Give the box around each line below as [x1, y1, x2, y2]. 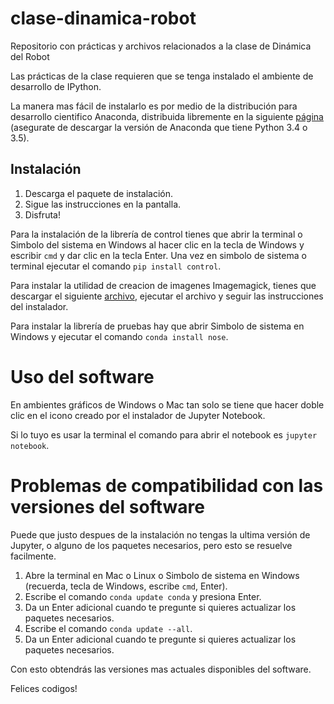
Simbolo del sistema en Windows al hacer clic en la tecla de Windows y [10, 238, 305, 251]
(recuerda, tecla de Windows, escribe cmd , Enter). [24, 580, 228, 592]
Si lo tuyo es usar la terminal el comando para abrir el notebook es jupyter [10, 428, 318, 441]
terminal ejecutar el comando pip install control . [10, 260, 222, 272]
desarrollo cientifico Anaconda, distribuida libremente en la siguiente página [10, 110, 324, 122]
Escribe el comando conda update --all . [24, 622, 193, 634]
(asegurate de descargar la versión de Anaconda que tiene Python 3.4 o [10, 121, 308, 133]
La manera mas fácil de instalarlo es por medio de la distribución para [10, 100, 298, 112]
